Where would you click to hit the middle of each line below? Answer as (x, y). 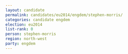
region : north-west (26, 39)
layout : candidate (25, 10)
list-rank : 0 (19, 29)
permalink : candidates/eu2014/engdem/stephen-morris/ (64, 15)
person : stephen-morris (31, 34)
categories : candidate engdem (38, 20)
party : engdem (21, 44)
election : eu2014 (24, 24)
